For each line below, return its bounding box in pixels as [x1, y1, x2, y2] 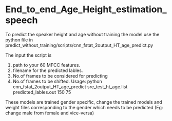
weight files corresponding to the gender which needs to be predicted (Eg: [5, 104, 163, 110]
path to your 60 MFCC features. [12, 62, 81, 68]
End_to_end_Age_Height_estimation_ [5, 4, 167, 15]
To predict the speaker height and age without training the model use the [5, 31, 160, 37]
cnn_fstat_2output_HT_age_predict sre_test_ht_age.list [12, 83, 128, 90]
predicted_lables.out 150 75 [12, 89, 71, 95]
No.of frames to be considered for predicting [12, 72, 108, 79]
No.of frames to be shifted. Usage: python [12, 78, 102, 84]
